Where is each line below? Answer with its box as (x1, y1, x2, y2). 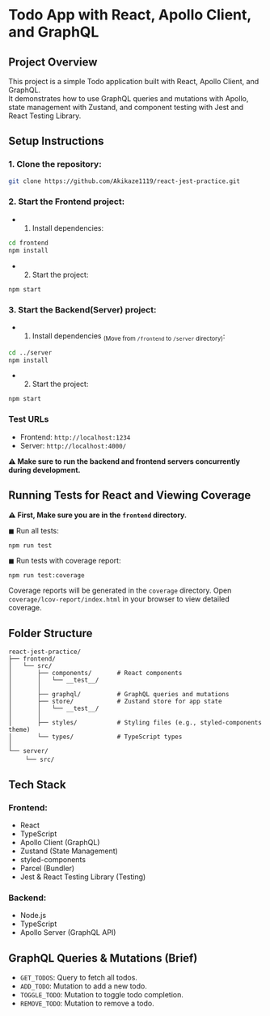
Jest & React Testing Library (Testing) (19, 872, 146, 882)
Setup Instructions (8, 134, 104, 148)
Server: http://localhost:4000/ (19, 440, 127, 450)
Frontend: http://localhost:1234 (19, 431, 131, 442)
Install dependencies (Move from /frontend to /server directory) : (32, 330, 226, 342)
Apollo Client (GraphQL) (19, 837, 100, 847)
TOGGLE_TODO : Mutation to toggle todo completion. (19, 990, 184, 1000)
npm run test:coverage (8, 571, 85, 580)
